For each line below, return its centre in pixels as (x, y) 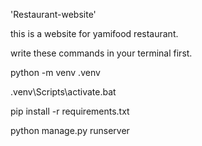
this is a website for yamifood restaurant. (94, 33)
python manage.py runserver (70, 130)
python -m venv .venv (55, 72)
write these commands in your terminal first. (101, 53)
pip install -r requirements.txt (70, 111)
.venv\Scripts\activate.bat (63, 92)
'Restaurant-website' (53, 14)
